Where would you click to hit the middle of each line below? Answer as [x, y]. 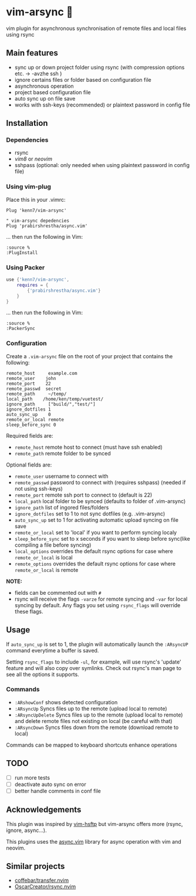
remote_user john [31, 378]
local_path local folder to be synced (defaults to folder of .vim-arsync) [100, 501]
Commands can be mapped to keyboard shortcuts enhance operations [92, 745]
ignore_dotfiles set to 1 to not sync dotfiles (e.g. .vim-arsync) [90, 514]
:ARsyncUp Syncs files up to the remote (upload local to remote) [91, 708]
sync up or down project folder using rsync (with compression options [99, 67]
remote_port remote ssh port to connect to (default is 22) [83, 495]
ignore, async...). [26, 830]
